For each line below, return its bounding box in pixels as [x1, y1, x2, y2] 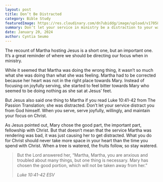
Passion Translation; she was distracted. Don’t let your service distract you [5, 102, 154, 108]
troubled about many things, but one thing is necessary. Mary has [16, 157, 148, 163]
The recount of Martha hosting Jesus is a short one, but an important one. [5, 47, 153, 53]
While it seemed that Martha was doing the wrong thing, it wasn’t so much [5, 67, 154, 73]
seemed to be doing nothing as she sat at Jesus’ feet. [5, 88, 113, 94]
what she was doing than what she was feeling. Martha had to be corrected [5, 72, 156, 78]
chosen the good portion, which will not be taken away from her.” [16, 162, 147, 168]
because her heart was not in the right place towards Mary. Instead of [5, 77, 145, 83]
